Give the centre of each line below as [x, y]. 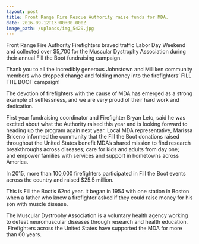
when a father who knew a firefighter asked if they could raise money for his [99, 198]
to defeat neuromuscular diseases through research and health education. [97, 222]
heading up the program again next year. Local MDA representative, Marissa [99, 130]
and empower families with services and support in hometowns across [93, 156]
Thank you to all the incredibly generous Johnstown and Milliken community [99, 70]
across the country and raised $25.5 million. [60, 180]
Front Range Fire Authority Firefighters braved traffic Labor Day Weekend [96, 45]
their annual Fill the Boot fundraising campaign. [64, 58]
